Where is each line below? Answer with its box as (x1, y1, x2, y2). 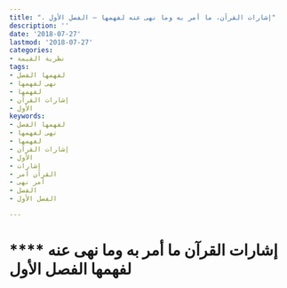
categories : (9, 46, 53, 55)
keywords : (9, 112, 46, 121)
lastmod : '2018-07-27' (9, 37, 93, 47)
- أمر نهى (9, 178, 46, 187)
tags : (9, 63, 29, 72)
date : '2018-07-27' (9, 29, 82, 38)
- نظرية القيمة (9, 54, 66, 63)
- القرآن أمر (9, 169, 58, 178)
